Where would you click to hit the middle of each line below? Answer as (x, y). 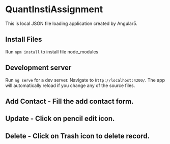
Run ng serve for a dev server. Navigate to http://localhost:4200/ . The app (85, 80)
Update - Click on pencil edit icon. (60, 119)
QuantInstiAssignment (54, 9)
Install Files (24, 39)
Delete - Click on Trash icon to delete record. (78, 136)
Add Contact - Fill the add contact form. (69, 101)
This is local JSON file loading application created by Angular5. (71, 23)
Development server (38, 68)
